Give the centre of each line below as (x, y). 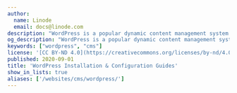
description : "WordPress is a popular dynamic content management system (118, 33)
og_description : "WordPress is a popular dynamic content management (112, 40)
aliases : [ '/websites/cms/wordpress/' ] (66, 79)
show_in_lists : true (38, 72)
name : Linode (33, 20)
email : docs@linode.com (48, 27)
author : (19, 14)
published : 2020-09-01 (41, 59)
